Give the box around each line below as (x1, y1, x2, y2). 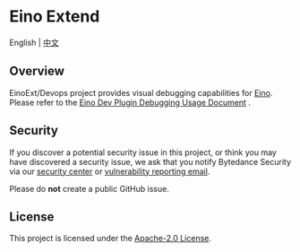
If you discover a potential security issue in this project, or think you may (9, 146, 278, 158)
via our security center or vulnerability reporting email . (9, 166, 210, 177)
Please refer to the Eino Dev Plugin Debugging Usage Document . (9, 97, 251, 108)
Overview (9, 64, 65, 79)
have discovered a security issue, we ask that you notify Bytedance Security (9, 156, 292, 167)
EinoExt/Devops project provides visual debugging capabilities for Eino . (9, 87, 273, 98)
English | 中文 (9, 37, 60, 48)
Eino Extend (9, 6, 100, 27)
